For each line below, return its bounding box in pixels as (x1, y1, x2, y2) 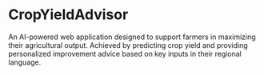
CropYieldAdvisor (8, 6, 129, 24)
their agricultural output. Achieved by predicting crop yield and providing (8, 40, 248, 49)
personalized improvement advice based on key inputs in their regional (8, 49, 242, 58)
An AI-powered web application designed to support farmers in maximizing (8, 32, 256, 41)
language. (8, 57, 42, 67)
